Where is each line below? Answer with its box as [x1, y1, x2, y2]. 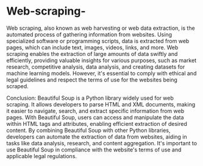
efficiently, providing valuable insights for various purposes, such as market [6, 57, 197, 64]
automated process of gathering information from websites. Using [6, 30, 173, 38]
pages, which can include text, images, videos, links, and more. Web [6, 44, 179, 51]
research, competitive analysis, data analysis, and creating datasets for [6, 63, 185, 71]
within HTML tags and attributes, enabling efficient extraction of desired [6, 120, 187, 127]
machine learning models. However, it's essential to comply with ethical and [6, 69, 197, 77]
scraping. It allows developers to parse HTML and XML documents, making [6, 100, 196, 108]
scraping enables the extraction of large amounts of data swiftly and [6, 50, 178, 57]
